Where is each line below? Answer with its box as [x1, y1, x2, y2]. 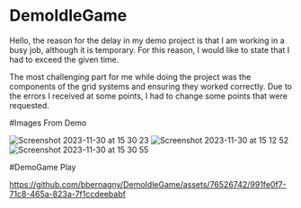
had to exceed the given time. [9, 54, 120, 65]
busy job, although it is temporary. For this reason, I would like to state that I [9, 44, 290, 55]
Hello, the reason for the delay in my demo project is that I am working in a [9, 35, 285, 46]
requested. [9, 100, 49, 110]
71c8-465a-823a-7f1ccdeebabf [9, 188, 126, 199]
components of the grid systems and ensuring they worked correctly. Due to [9, 81, 292, 91]
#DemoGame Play [9, 161, 76, 172]
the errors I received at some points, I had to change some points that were [9, 91, 288, 101]
